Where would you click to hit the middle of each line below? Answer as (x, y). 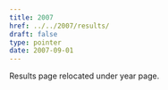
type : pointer (36, 42)
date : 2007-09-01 (42, 51)
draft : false (34, 34)
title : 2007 (31, 17)
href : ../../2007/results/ (59, 26)
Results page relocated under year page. (84, 76)
